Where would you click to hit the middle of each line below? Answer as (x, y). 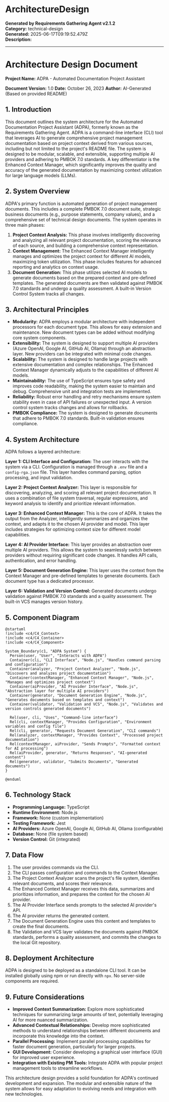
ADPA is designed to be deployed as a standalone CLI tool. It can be (76, 970)
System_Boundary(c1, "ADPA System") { (46, 651)
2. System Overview (37, 191)
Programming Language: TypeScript (51, 807)
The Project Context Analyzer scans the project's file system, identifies (86, 878)
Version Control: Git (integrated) (46, 839)
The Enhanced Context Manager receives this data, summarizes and (83, 889)
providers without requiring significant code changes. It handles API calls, (82, 555)
